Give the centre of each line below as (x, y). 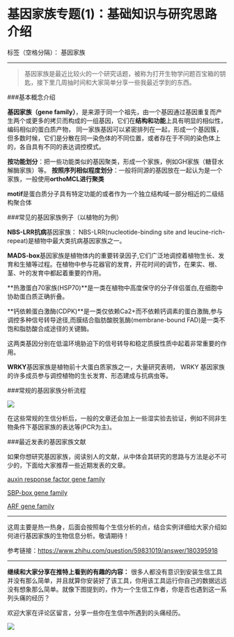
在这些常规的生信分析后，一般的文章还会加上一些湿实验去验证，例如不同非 (114, 418)
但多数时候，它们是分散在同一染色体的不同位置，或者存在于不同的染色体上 (114, 138)
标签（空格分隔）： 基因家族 (46, 52)
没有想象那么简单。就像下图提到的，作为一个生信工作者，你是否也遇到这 (111, 589)
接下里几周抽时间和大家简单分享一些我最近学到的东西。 (116, 82)
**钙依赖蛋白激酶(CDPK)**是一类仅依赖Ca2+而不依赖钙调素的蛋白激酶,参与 (115, 311)
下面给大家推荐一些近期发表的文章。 (77, 465)
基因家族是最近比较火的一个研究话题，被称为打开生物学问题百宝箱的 (122, 73)
